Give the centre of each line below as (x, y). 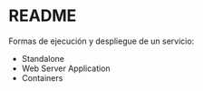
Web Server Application (66, 68)
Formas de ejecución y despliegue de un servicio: (101, 41)
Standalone (43, 58)
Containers (42, 77)
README (43, 16)
